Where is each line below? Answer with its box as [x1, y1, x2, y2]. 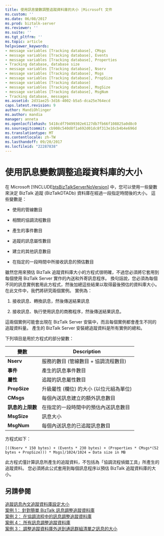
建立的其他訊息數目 [12, 248, 51, 254]
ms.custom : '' [5, 12, 34, 17]
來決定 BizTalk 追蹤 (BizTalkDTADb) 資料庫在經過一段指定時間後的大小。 [5, 190, 150, 196]
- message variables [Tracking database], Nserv [5, 67, 106, 72]
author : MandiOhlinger [5, 107, 51, 113]
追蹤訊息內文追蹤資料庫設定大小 [5, 501, 70, 507]
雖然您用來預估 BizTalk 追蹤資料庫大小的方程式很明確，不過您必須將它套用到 [5, 269, 159, 275]
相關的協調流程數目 [12, 217, 51, 223]
